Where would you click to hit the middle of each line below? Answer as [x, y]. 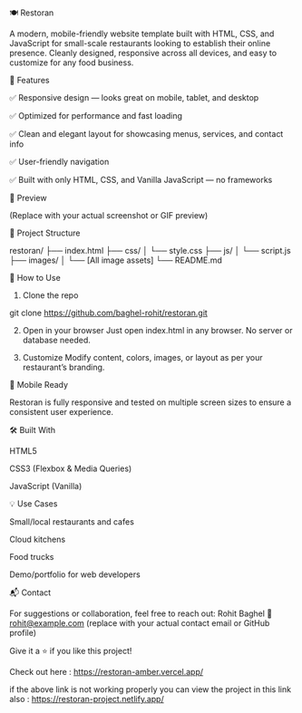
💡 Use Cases [34, 504]
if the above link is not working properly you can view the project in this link [151, 689]
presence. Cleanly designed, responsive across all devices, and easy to [143, 53]
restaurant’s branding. [63, 367]
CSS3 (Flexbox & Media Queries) [71, 468]
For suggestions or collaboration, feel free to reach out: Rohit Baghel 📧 [141, 613]
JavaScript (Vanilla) [46, 486]
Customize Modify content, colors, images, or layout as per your [142, 357]
